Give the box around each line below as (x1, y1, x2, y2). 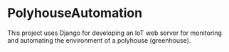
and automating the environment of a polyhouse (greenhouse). (7, 36, 191, 44)
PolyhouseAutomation (7, 5, 143, 21)
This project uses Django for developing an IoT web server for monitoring (7, 28, 223, 37)
